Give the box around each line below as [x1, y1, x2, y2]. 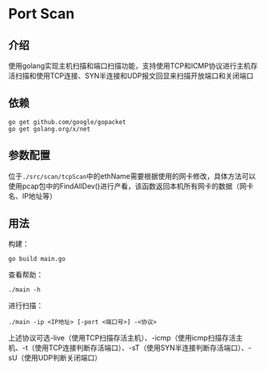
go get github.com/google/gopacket [8, 118, 127, 126]
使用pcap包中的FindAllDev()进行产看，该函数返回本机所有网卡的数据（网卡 [8, 181, 254, 191]
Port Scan [8, 5, 75, 23]
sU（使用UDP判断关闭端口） [8, 353, 102, 363]
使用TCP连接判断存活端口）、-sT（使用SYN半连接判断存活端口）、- [34, 343, 252, 352]
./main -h [8, 286, 41, 294]
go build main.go [8, 255, 66, 263]
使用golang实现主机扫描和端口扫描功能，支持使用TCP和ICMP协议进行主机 [8, 61, 251, 70]
